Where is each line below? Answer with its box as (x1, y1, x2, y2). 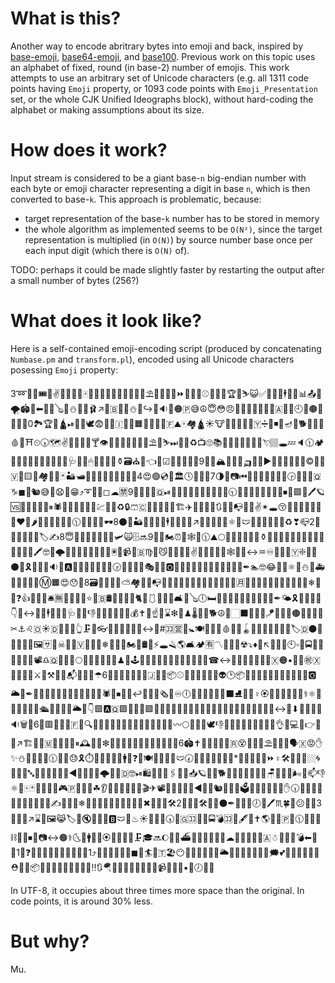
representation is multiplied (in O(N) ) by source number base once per (24, 233, 313, 246)
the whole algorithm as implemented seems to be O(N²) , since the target (24, 223, 323, 235)
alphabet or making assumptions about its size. (10, 103, 205, 116)
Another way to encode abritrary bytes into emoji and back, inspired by (10, 40, 304, 52)
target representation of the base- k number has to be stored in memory (24, 212, 320, 224)
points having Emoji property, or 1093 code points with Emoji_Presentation (10, 82, 318, 94)
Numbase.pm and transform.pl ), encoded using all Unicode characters (10, 353, 295, 365)
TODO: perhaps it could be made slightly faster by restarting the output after (10, 263, 325, 276)
